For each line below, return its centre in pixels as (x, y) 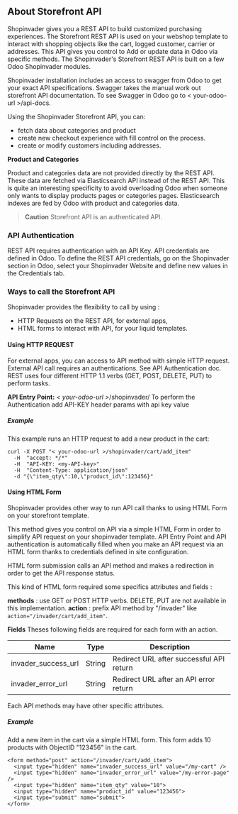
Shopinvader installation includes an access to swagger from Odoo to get (114, 80)
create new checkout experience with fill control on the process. (112, 138)
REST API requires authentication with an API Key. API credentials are (108, 251)
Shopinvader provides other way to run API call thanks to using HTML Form (117, 507)
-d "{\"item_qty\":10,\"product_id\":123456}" (84, 476)
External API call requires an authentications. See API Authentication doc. (114, 368)
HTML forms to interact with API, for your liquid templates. (102, 329)
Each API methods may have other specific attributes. (86, 705)
